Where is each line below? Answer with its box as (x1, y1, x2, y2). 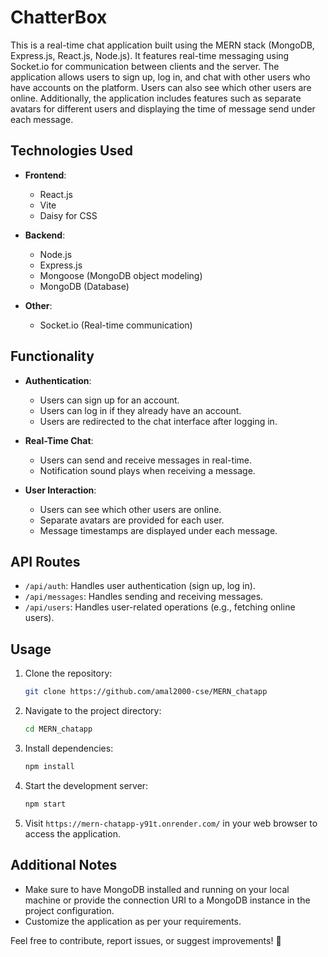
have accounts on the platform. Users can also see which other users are (10, 81, 312, 93)
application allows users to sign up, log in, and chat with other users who (10, 71, 311, 83)
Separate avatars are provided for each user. (39, 514, 225, 526)
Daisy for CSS (39, 209, 98, 221)
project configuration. (24, 904, 115, 916)
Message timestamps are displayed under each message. (39, 524, 278, 536)
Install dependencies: (24, 742, 114, 754)
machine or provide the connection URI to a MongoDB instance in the (24, 894, 311, 906)
